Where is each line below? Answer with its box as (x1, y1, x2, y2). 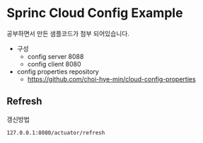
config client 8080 (27, 59, 82, 68)
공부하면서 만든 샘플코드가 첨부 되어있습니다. (6, 29, 130, 38)
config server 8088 (27, 52, 84, 61)
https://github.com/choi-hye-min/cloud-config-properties (27, 74, 196, 83)
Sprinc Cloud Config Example (6, 5, 183, 21)
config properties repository (16, 67, 100, 76)
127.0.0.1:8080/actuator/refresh (6, 129, 105, 136)
